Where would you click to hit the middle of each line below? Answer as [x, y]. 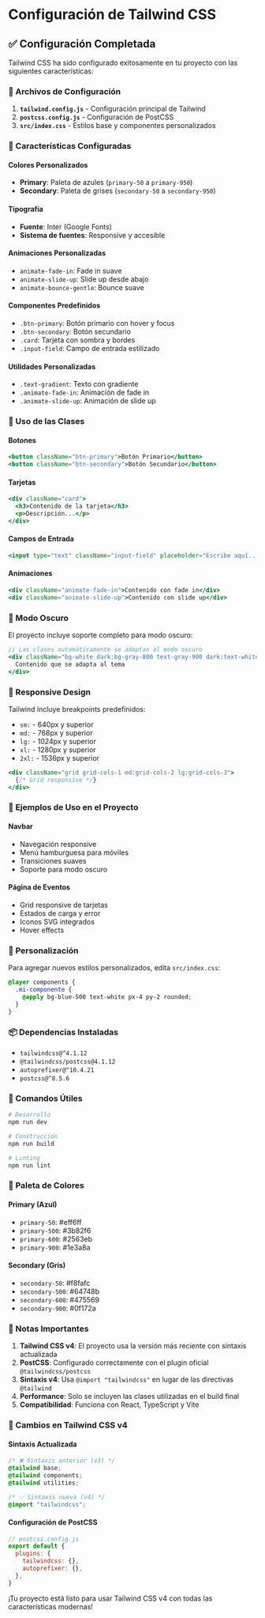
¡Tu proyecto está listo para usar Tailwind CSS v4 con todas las [110, 1598]
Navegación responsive [58, 844]
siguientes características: [51, 71]
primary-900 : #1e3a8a [55, 1247]
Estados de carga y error [60, 913]
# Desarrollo [30, 1115]
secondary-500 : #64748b [60, 1291]
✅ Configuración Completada [82, 44]
